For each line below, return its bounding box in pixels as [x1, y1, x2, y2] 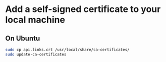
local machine [5, 14, 66, 25]
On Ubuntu [5, 34, 40, 42]
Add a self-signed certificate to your [5, 3, 161, 15]
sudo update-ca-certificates [5, 51, 67, 57]
